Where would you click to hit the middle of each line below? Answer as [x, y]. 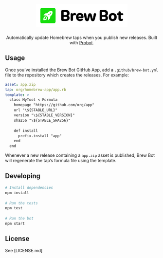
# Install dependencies [29, 187]
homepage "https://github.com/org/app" [54, 105]
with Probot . [82, 42]
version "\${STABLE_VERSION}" [45, 115]
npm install [17, 193]
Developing [23, 176]
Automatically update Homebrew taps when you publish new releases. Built [82, 37]
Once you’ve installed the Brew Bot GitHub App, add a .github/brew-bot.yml [81, 70]
